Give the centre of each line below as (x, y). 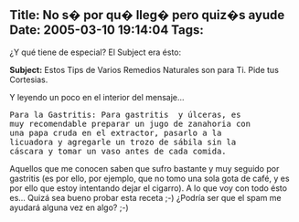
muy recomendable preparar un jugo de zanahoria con (130, 123)
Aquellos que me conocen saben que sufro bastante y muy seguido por (144, 168)
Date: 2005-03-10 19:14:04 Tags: (107, 30)
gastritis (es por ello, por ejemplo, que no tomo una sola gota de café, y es (149, 178)
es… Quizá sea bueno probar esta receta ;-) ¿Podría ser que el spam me (145, 197)
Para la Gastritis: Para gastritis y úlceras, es (125, 114)
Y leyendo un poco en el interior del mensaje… (97, 97)
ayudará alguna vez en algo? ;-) (69, 207)
